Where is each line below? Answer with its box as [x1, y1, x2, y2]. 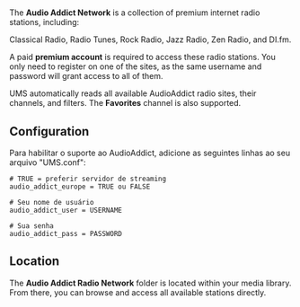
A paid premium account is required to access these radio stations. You [9, 52, 276, 63]
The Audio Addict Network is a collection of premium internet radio [9, 7, 260, 18]
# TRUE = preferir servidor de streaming [9, 174, 167, 183]
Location [9, 254, 60, 269]
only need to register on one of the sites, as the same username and [9, 61, 262, 72]
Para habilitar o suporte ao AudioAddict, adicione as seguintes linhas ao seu [9, 147, 290, 158]
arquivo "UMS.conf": [9, 157, 87, 168]
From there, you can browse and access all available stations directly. [9, 286, 267, 298]
